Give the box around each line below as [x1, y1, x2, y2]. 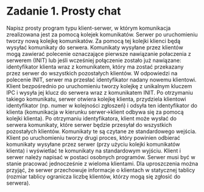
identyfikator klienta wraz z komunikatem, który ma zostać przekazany [6, 63, 184, 70]
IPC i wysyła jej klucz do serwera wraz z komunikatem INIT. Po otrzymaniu [6, 89, 193, 96]
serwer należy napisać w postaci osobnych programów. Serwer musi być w [6, 153, 196, 160]
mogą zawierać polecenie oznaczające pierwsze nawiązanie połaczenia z [6, 50, 192, 57]
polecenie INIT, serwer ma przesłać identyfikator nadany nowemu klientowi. [6, 76, 197, 83]
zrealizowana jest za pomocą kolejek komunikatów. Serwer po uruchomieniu [6, 30, 198, 38]
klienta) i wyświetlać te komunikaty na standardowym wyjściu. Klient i [6, 147, 181, 154]
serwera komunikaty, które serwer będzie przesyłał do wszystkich [6, 121, 172, 128]
